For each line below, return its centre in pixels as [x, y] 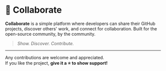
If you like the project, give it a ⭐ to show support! [56, 63]
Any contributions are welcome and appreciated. [55, 57]
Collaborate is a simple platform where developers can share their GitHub [80, 24]
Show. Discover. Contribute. [45, 43]
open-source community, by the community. [50, 34]
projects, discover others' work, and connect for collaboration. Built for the [81, 28]
